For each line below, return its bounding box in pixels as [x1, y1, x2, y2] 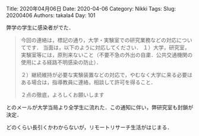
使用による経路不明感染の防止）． [20, 59, 102, 66]
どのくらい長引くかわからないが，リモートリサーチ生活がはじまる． [6, 124, 173, 131]
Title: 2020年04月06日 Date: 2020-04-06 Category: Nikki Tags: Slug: [6, 5, 176, 12]
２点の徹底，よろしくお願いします [20, 91, 105, 98]
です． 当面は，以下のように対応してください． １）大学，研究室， [26, 44, 190, 51]
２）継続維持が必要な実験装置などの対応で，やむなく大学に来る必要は [20, 72, 193, 78]
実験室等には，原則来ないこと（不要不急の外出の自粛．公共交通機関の [20, 51, 193, 58]
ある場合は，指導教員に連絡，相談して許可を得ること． [20, 79, 156, 86]
